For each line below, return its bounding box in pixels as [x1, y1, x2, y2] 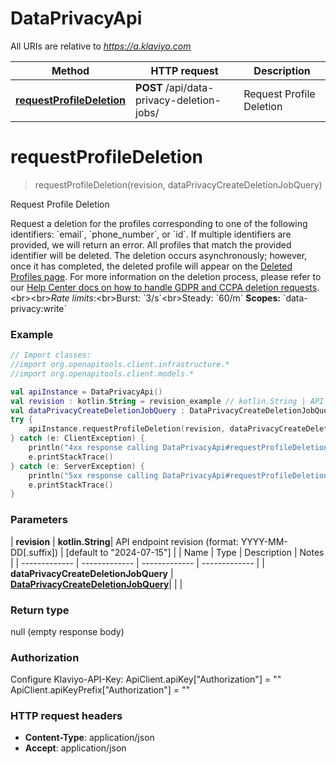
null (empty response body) [10, 625, 125, 637]
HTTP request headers [10, 709, 123, 723]
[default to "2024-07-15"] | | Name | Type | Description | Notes [65, 546, 325, 558]
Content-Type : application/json [24, 732, 155, 744]
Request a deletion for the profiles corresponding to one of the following [10, 217, 308, 229]
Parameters [10, 513, 68, 527]
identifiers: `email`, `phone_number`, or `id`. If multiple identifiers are [10, 228, 292, 240]
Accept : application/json [24, 742, 127, 754]
